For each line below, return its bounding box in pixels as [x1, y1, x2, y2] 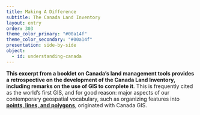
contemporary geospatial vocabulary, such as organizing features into [6, 95, 180, 102]
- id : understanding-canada [11, 53, 82, 59]
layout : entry [6, 20, 42, 26]
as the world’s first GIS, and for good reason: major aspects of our [6, 89, 170, 96]
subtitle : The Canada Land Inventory [6, 14, 101, 20]
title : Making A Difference [6, 8, 77, 15]
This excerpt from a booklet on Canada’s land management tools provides [6, 69, 195, 77]
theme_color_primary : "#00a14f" [6, 31, 87, 37]
